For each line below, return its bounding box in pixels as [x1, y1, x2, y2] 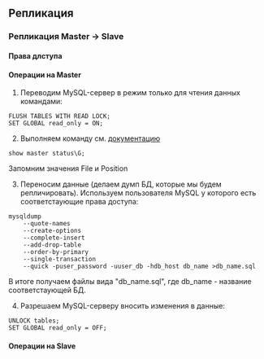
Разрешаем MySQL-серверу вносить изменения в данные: [19, 301, 226, 311]
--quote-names [23, 220, 71, 228]
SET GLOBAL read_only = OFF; [8, 324, 107, 332]
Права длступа [8, 50, 63, 60]
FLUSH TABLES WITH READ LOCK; [8, 112, 111, 120]
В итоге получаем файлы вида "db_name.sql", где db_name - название [8, 277, 252, 287]
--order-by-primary [23, 248, 89, 256]
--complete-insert [23, 234, 85, 243]
